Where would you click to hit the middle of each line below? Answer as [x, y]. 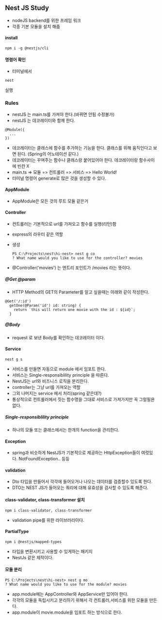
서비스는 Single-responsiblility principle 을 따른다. [60, 375]
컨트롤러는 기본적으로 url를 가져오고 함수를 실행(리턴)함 [64, 224]
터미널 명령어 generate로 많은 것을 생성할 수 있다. [59, 178]
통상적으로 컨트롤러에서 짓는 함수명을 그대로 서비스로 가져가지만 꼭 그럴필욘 [83, 400]
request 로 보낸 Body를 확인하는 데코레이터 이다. [58, 337]
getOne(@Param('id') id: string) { [45, 305]
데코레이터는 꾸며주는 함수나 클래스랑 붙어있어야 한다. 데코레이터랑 [75, 160]
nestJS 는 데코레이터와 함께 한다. [43, 120]
